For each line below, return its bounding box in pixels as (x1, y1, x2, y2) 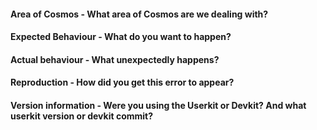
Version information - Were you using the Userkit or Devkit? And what (10, 99, 307, 111)
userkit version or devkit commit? (10, 110, 154, 122)
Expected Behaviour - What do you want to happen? (10, 31, 232, 43)
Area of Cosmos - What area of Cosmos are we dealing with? (10, 8, 269, 20)
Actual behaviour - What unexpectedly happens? (10, 53, 220, 65)
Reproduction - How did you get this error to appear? (10, 76, 235, 89)
